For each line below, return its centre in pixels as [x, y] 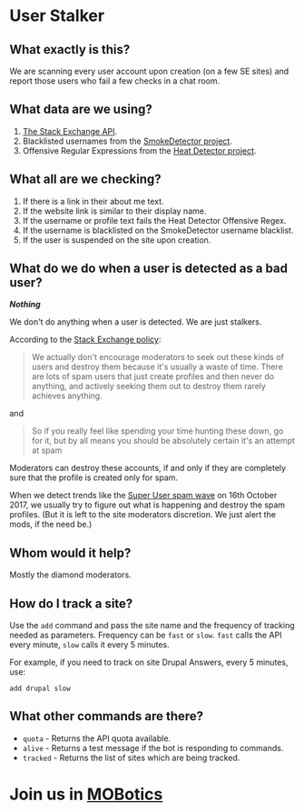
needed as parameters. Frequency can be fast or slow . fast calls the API [146, 635]
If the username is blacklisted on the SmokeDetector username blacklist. [158, 230]
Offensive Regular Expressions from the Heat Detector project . [139, 150]
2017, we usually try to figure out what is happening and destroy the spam [147, 505]
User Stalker [57, 16]
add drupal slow [40, 689]
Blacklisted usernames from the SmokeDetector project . [127, 141]
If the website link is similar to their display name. [114, 211]
